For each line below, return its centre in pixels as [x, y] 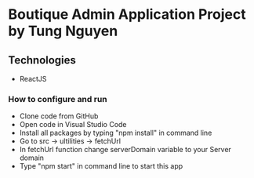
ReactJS [33, 79]
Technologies [42, 60]
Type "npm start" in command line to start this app [101, 166]
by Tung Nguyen [63, 31]
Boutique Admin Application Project [127, 15]
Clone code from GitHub [59, 116]
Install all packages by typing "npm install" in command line [116, 133]
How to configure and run [58, 99]
